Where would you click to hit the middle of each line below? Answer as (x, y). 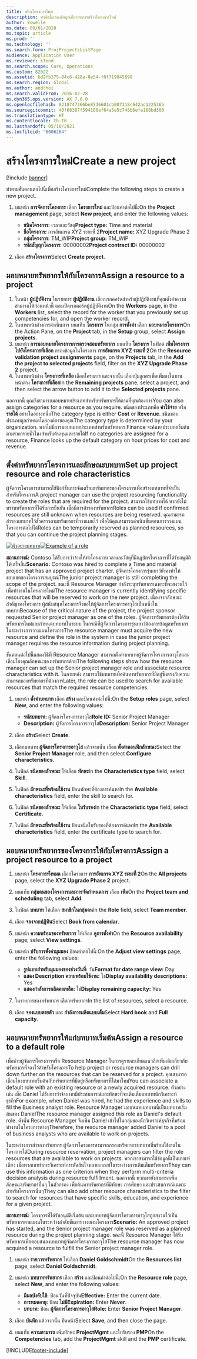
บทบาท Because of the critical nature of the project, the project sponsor (91, 611)
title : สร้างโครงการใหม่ (29, 11)
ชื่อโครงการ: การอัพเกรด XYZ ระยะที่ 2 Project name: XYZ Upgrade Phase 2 (106, 232)
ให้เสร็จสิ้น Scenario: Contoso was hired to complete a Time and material (91, 564)
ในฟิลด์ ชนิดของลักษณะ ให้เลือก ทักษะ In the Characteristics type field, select (100, 771)
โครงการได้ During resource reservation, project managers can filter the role (95, 1152)
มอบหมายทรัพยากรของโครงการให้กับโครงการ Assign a (87, 850)
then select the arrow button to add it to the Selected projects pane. (97, 389)
